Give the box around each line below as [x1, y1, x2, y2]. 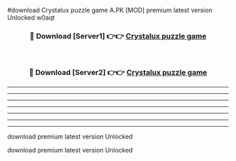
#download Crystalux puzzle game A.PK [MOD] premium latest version [7, 6, 213, 14]
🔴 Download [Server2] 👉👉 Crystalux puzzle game [29, 68, 207, 78]
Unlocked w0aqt [7, 13, 55, 22]
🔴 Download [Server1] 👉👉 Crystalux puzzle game [29, 31, 207, 41]
